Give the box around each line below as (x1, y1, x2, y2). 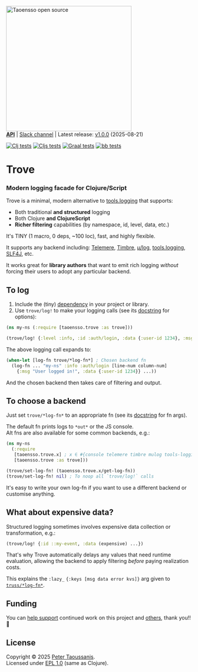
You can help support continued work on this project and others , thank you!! (6, 614, 192, 621)
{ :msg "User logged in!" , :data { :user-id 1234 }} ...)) (16, 368, 157, 374)
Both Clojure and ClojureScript (14, 215, 90, 222)
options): (14, 313, 37, 321)
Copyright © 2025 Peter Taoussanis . (6, 653, 95, 660)
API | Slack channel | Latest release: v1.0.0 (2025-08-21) (6, 131, 143, 138)
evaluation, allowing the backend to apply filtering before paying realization (6, 558, 189, 565)
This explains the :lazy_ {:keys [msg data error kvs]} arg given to (6, 575, 170, 582)
